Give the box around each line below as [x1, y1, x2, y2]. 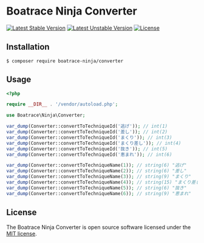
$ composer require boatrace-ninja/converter [6, 58, 123, 64]
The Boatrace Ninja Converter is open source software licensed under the [6, 223, 191, 231]
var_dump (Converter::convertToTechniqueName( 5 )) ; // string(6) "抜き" [6, 185, 187, 191]
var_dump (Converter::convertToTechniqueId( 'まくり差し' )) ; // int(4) [6, 140, 182, 146]
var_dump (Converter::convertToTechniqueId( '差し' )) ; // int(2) [6, 129, 168, 135]
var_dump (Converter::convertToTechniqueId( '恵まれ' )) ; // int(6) [6, 151, 172, 158]
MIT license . [6, 230, 38, 237]
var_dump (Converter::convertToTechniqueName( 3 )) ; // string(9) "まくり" [6, 174, 191, 180]
